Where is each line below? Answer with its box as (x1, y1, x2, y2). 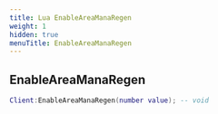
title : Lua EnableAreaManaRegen (9, 13, 132, 23)
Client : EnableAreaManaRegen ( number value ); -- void (9, 96, 209, 105)
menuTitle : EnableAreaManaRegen (9, 38, 132, 48)
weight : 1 (9, 22, 47, 31)
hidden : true (9, 30, 59, 39)
